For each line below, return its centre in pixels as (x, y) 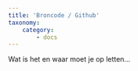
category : (38, 30)
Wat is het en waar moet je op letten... (69, 59)
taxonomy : (24, 23)
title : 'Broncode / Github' (54, 15)
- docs (47, 37)
